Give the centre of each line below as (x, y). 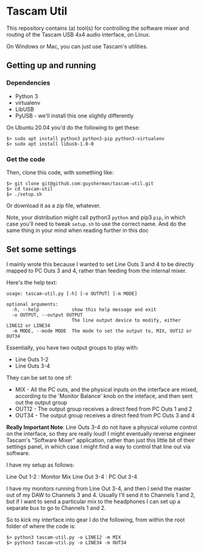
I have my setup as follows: (40, 465)
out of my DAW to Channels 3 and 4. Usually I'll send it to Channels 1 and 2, (101, 495)
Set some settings (41, 249)
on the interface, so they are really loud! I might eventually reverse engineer (101, 433)
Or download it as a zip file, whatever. (54, 205)
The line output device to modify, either (126, 320)
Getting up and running (51, 65)
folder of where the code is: (41, 526)
